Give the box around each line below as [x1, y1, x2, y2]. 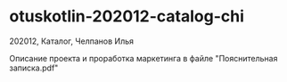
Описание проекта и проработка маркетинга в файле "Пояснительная [9, 53, 278, 63]
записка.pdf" [9, 62, 59, 73]
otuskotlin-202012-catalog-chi [9, 6, 245, 27]
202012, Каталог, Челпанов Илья [9, 36, 135, 46]
